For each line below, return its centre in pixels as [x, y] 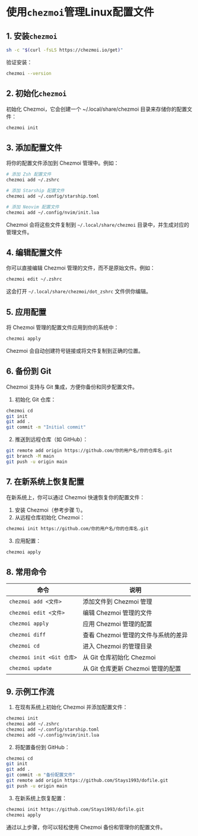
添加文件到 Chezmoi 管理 [117, 602]
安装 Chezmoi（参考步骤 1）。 [50, 510]
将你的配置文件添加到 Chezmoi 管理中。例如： [63, 163]
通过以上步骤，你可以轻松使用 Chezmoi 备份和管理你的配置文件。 [86, 827]
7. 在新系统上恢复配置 [45, 482]
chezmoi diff [28, 635]
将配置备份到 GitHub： [42, 747]
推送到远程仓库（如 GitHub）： [51, 439]
